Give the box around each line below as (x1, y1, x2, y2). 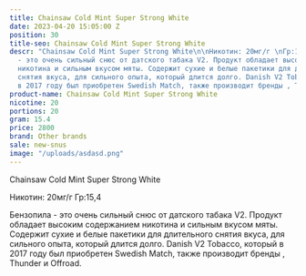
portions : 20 (9, 107, 59, 116)
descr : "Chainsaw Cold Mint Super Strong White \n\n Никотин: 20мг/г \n (9, 47, 283, 56)
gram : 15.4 (9, 115, 51, 124)
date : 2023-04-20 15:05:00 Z (9, 22, 120, 31)
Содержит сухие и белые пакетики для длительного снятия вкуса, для (9, 229, 285, 240)
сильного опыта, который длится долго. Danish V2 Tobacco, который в (9, 238, 284, 249)
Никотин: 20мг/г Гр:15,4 (9, 191, 102, 202)
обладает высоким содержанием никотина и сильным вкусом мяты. (9, 219, 279, 230)
